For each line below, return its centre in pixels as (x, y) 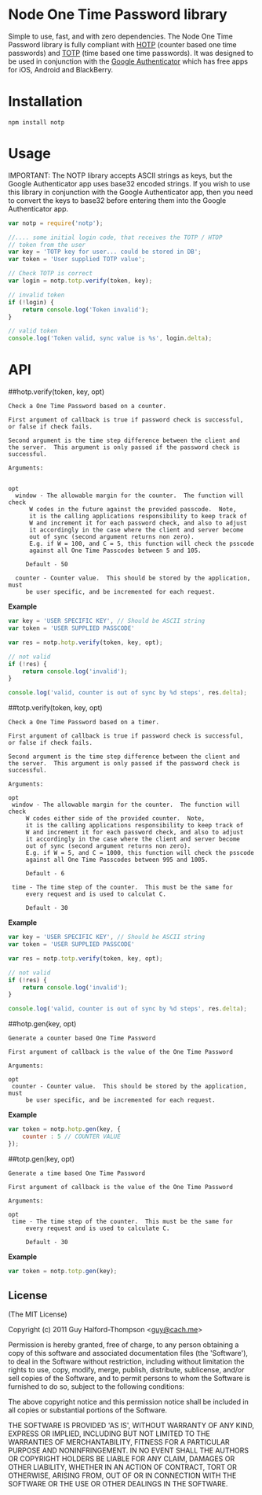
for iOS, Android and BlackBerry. (61, 69)
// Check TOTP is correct (50, 274)
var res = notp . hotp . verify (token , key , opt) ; (86, 643)
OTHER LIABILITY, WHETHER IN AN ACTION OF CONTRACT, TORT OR (122, 1467)
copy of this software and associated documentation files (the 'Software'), (128, 1353)
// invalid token (36, 295)
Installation (45, 102)
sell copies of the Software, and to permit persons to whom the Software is (129, 1379)
